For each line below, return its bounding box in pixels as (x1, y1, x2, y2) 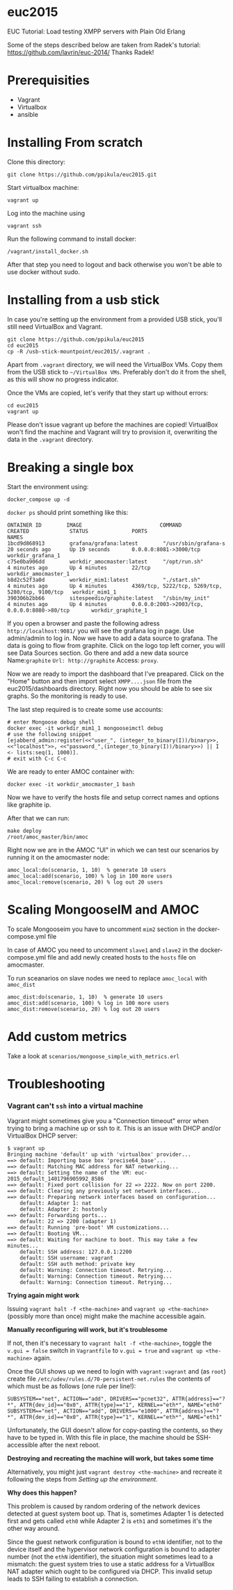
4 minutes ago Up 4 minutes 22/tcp (7, 564, 151, 571)
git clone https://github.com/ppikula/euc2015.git (7, 171, 157, 178)
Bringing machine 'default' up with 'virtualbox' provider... (7, 1151, 191, 1159)
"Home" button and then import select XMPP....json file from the (7, 676, 193, 685)
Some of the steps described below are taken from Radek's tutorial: (7, 40, 201, 49)
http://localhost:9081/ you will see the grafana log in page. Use (7, 626, 195, 635)
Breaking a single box (7, 459, 134, 475)
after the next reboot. (39, 1441, 101, 1449)
